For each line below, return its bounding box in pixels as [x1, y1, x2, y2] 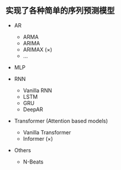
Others [14, 146, 31, 153]
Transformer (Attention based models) [14, 117, 108, 124]
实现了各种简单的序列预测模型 [5, 5, 115, 16]
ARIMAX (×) [23, 46, 53, 53]
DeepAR [23, 106, 43, 113]
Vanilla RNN [23, 87, 52, 94]
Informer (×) [23, 135, 53, 142]
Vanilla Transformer [23, 128, 72, 136]
